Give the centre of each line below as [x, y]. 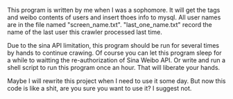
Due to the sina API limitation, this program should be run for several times [113, 45]
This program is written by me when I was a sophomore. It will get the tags [114, 10]
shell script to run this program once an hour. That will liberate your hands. [114, 67]
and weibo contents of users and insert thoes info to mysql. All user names [114, 17]
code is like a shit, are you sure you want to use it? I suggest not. [100, 88]
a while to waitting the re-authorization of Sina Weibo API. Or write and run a [116, 60]
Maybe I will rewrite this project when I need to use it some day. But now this [116, 81]
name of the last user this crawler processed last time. [85, 32]
